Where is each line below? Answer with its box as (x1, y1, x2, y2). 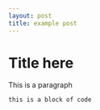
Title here (8, 54, 74, 72)
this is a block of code (8, 96, 92, 104)
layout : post (8, 11, 52, 20)
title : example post (8, 19, 78, 27)
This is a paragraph (8, 80, 73, 90)
